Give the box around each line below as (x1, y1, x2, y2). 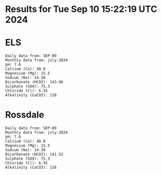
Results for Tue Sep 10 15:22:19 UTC (5, 3, 158, 15)
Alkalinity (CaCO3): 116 (5, 165, 57, 170)
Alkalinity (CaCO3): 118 (5, 93, 57, 98)
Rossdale (5, 109, 44, 121)
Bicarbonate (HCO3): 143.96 (5, 80, 64, 85)
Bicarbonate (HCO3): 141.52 (5, 152, 64, 157)
